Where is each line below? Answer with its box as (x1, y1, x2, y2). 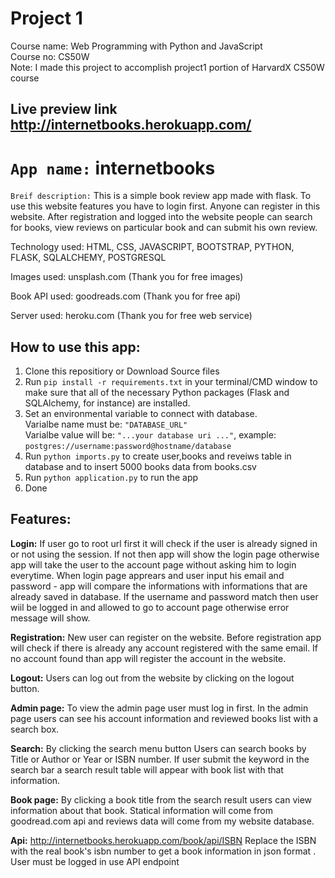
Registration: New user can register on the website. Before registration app (10, 631, 322, 643)
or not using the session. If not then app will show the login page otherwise (10, 548, 320, 560)
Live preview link (10, 101, 118, 118)
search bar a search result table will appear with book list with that (10, 763, 284, 776)
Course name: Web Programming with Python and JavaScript (10, 40, 263, 52)
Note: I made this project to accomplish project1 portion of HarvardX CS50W (10, 61, 325, 73)
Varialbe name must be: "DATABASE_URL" (24, 418, 188, 431)
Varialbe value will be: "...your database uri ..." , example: (24, 429, 277, 441)
